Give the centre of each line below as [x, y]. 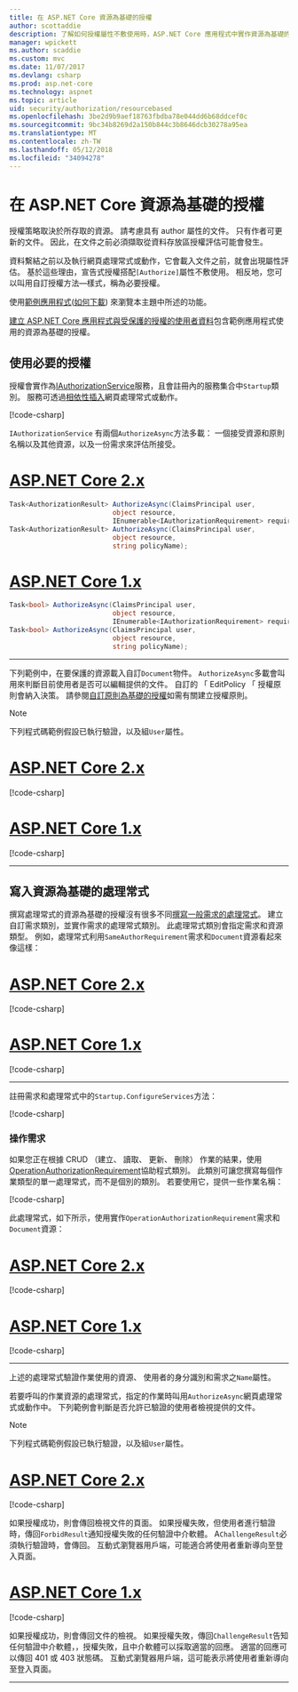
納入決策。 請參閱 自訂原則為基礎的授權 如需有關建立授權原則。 [138, 695]
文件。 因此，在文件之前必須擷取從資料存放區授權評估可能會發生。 [146, 242]
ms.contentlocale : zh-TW [55, 141]
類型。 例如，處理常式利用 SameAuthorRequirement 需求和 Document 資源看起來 [145, 937]
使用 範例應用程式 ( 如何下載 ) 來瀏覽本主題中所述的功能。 [110, 302]
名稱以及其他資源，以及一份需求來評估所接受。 [94, 445]
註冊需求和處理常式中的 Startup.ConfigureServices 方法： [113, 1096]
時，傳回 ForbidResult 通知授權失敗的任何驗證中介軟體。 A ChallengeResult [144, 1534]
